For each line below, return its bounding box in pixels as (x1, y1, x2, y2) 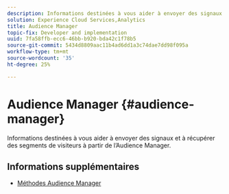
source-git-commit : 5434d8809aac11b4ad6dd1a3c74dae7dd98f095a (7, 42, 189, 49)
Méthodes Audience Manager (16, 179, 101, 187)
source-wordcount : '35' (7, 55, 75, 62)
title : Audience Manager (7, 23, 78, 29)
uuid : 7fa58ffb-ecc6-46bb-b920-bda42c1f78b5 (7, 36, 136, 43)
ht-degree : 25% (7, 61, 51, 68)
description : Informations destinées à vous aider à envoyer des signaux (7, 10, 223, 17)
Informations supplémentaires (7, 160, 140, 172)
